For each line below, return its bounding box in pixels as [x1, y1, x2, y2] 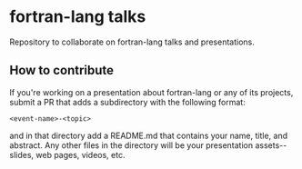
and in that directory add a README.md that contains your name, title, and [9, 130, 288, 141]
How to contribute [9, 63, 115, 78]
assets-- [254, 139, 287, 151]
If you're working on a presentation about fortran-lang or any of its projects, [9, 86, 294, 97]
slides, [9, 149, 35, 160]
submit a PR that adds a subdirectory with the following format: [9, 96, 246, 107]
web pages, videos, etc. [35, 149, 126, 160]
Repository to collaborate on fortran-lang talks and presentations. [9, 36, 255, 47]
